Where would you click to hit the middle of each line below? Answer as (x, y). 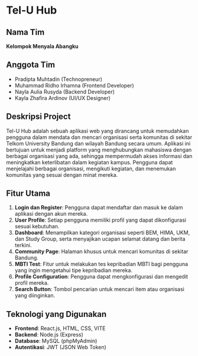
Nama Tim (25, 32)
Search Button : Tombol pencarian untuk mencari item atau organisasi (100, 289)
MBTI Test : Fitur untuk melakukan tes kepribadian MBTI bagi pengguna (101, 264)
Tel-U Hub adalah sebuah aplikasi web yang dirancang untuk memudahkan (98, 131)
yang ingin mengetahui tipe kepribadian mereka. (74, 270)
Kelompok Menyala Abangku (42, 46)
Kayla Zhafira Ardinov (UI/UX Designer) (63, 98)
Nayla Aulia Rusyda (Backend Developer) (65, 92)
